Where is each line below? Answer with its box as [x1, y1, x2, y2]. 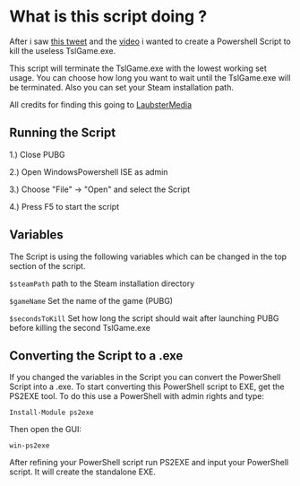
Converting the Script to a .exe [9, 348, 184, 363]
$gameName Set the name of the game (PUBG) [9, 295, 173, 306]
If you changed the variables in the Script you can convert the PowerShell [9, 372, 281, 383]
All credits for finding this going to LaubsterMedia [9, 99, 193, 109]
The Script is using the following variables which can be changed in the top [9, 251, 287, 262]
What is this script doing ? [9, 6, 208, 27]
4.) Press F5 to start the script [9, 201, 119, 212]
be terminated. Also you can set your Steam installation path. [9, 82, 235, 92]
